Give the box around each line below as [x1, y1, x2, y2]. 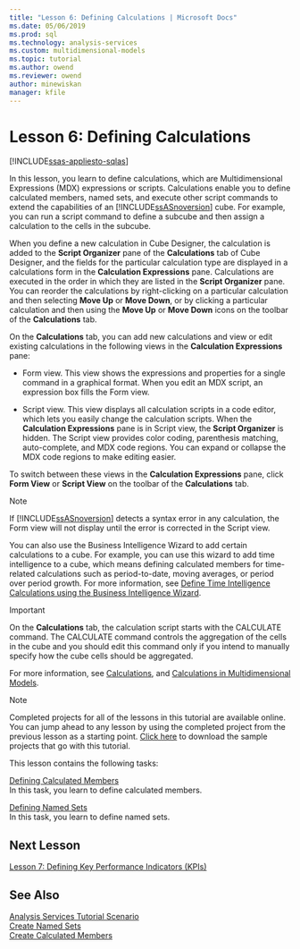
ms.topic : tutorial [9, 55, 82, 64]
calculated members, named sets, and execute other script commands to [9, 192, 279, 203]
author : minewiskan [9, 80, 82, 89]
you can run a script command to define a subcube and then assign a [9, 211, 265, 222]
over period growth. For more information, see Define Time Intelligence [9, 578, 271, 589]
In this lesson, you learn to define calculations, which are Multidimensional [9, 174, 283, 184]
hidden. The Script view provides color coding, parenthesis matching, [21, 433, 279, 444]
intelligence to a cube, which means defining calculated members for [9, 559, 263, 570]
